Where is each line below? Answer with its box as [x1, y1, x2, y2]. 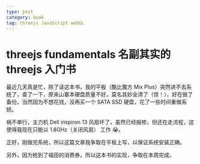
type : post [6, 8, 34, 15]
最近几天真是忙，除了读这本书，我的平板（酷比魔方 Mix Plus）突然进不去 [6, 83, 187, 90]
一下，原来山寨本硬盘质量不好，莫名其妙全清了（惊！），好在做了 [32, 91, 193, 98]
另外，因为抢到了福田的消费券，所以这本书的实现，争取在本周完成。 [6, 151, 175, 159]
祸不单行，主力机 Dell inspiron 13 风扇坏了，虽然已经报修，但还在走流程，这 [6, 119, 194, 126]
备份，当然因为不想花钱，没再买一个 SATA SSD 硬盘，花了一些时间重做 [6, 98, 182, 105]
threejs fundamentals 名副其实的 [6, 47, 171, 61]
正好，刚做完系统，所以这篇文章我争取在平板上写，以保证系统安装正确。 [6, 139, 185, 146]
